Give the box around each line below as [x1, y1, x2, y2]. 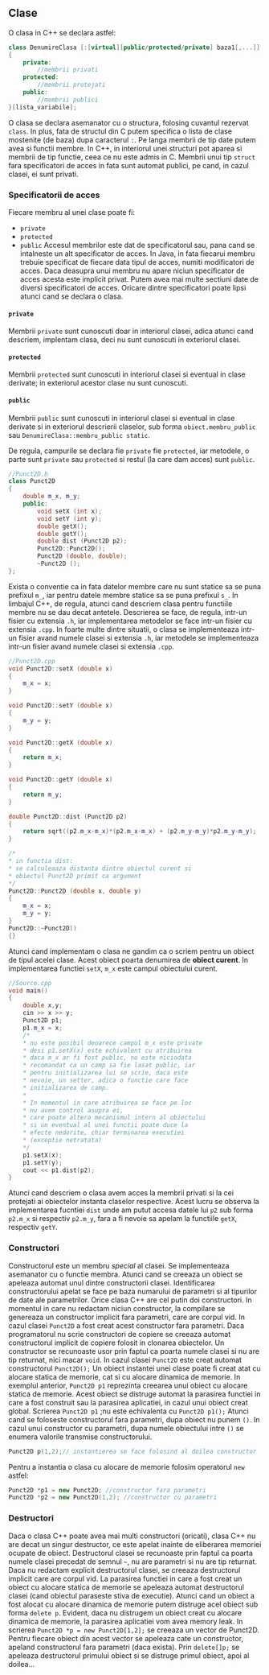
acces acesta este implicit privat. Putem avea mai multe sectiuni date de [19, 274, 259, 284]
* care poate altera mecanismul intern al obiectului [22, 1114, 206, 1122]
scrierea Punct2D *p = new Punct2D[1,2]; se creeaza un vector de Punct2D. [8, 1625, 259, 1635]
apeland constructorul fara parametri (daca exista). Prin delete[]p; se [8, 1642, 240, 1652]
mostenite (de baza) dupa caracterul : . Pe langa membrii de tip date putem [8, 134, 256, 144]
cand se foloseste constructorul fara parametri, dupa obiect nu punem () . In [8, 1414, 260, 1424]
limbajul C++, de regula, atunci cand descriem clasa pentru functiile [8, 599, 233, 609]
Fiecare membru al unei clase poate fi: [8, 207, 135, 217]
